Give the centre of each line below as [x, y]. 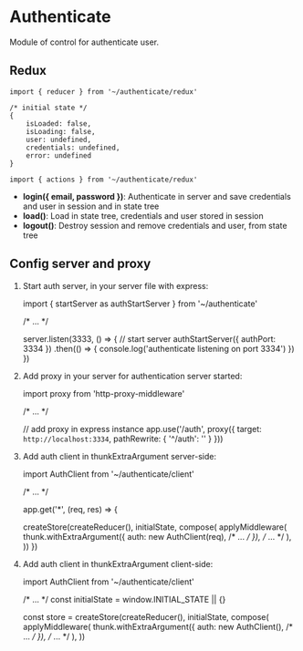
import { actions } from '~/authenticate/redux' [104, 180]
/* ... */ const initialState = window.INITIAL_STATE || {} [124, 599]
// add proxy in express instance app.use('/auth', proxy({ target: [142, 429]
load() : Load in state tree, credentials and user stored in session [143, 215]
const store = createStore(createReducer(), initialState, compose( [146, 616]
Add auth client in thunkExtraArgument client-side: [118, 563]
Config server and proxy [80, 264]
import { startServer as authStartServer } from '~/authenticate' [140, 304]
